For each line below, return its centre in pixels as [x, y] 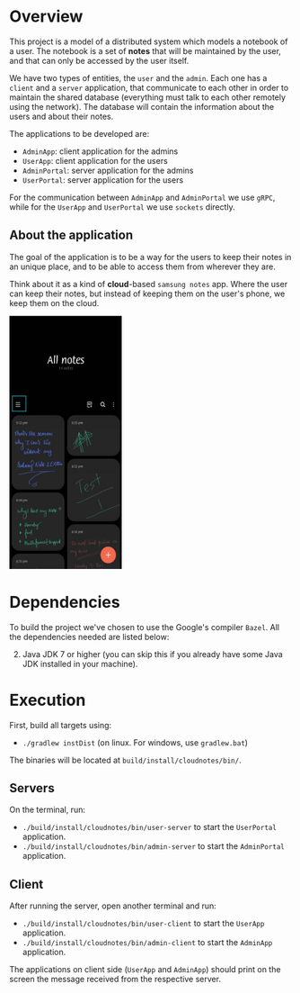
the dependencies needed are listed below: [89, 636]
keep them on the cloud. [54, 302]
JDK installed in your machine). [80, 664]
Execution [48, 700]
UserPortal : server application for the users [103, 180]
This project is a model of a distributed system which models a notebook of [149, 41]
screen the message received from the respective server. [115, 979]
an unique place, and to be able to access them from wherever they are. [142, 266]
